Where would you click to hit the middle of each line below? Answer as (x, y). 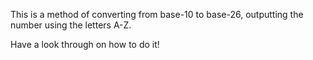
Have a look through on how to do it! (85, 44)
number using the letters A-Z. (71, 25)
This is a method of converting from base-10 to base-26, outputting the (157, 14)
